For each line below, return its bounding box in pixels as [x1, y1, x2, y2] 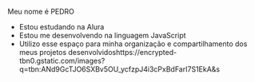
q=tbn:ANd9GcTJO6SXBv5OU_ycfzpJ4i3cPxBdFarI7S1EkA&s [18, 64, 221, 74]
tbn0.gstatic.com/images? [18, 56, 106, 65]
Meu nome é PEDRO [7, 7, 75, 16]
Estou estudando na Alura [18, 22, 105, 31]
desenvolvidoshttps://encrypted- [68, 48, 177, 57]
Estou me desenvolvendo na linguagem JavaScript [18, 31, 186, 40]
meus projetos [18, 48, 67, 57]
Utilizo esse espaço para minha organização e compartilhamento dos [18, 39, 248, 49]
